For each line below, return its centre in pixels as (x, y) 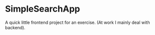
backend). (15, 27)
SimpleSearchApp (43, 9)
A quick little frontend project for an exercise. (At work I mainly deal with (77, 22)
